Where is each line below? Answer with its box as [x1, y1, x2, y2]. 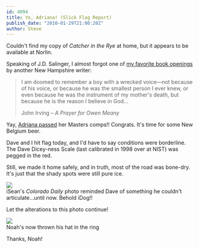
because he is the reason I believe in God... [21, 98, 128, 105]
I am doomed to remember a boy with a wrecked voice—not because [21, 78, 193, 86]
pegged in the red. [6, 152, 52, 159]
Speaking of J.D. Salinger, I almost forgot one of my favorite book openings [6, 60, 193, 68]
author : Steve [6, 25, 42, 32]
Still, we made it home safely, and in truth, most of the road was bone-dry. [6, 164, 191, 171]
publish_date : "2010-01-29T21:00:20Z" [6, 20, 104, 26]
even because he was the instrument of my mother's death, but [21, 91, 179, 98]
